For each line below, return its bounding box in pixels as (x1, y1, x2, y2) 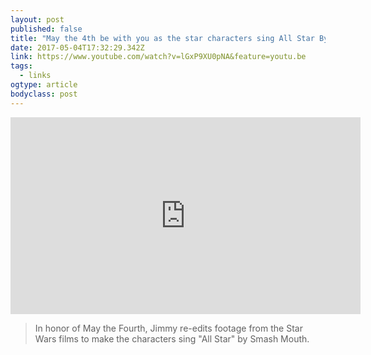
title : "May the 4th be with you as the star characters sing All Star (10, 33, 315, 43)
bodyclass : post (10, 89, 78, 99)
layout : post (10, 14, 65, 25)
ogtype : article (10, 80, 78, 90)
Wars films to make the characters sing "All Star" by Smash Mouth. (34, 332, 310, 345)
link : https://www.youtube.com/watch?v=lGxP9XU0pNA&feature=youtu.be (10, 52, 307, 62)
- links (19, 71, 52, 81)
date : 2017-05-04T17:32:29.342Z (10, 42, 145, 53)
